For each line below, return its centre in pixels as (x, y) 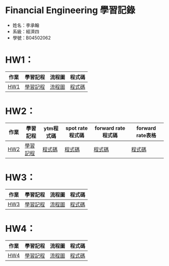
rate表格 (146, 135)
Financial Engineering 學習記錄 (70, 10)
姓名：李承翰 (26, 25)
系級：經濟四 (26, 31)
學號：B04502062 (32, 38)
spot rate (77, 128)
